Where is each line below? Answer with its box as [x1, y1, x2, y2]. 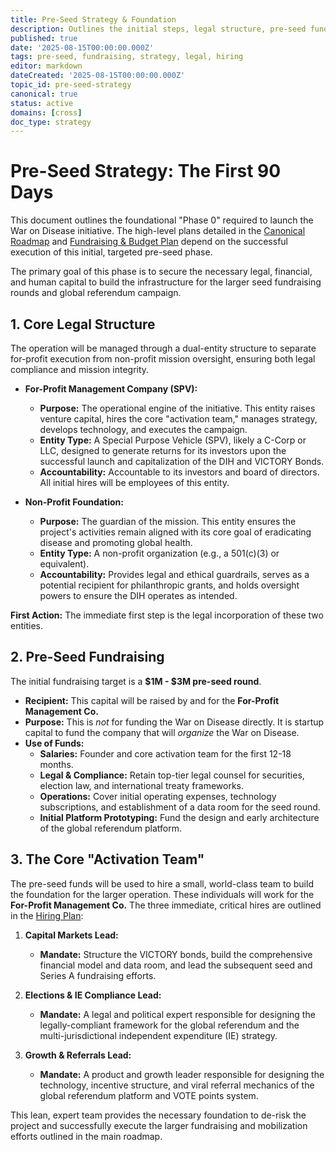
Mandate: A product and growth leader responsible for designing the [39, 1068, 325, 1080]
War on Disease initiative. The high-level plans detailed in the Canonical [10, 225, 306, 237]
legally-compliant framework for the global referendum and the [39, 1019, 300, 1031]
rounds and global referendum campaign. [10, 287, 182, 299]
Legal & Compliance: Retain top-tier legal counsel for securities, [39, 769, 305, 781]
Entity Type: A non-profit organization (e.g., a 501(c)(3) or [39, 547, 280, 559]
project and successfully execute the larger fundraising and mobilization [10, 1119, 308, 1131]
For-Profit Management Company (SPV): [24, 383, 198, 395]
